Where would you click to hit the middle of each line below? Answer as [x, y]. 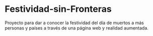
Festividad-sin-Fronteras [58, 9]
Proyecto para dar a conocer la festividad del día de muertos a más [74, 23]
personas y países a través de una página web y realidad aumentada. [77, 28]
